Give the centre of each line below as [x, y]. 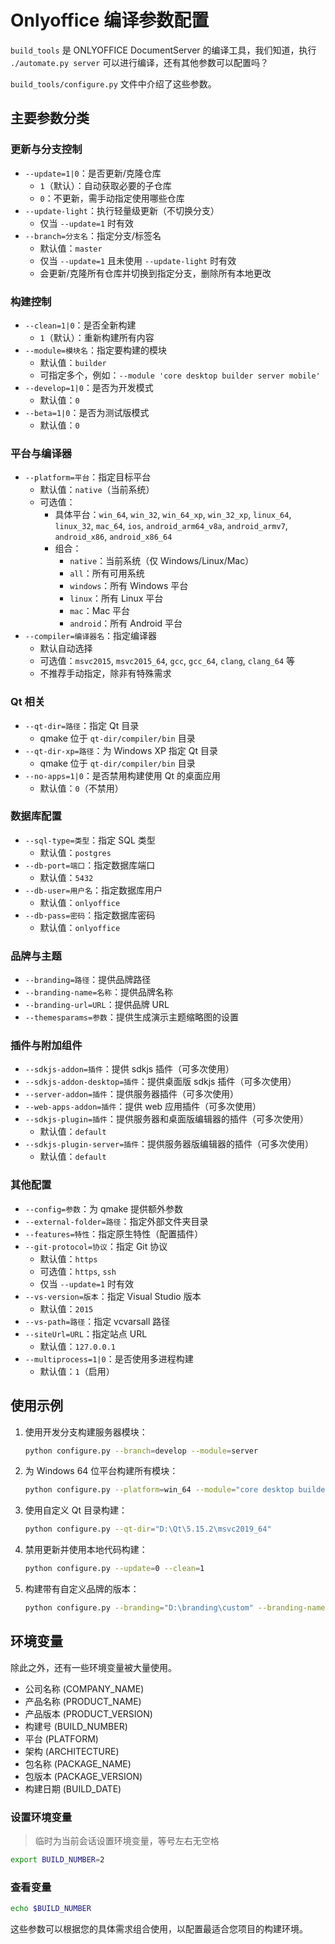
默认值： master [71, 248]
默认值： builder [73, 362]
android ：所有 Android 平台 [126, 623]
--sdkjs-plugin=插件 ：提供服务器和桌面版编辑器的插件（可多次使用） [166, 1119]
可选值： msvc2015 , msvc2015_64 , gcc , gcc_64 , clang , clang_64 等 [167, 661]
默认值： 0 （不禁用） [81, 788]
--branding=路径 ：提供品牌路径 [88, 980]
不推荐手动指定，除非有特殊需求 [105, 673]
